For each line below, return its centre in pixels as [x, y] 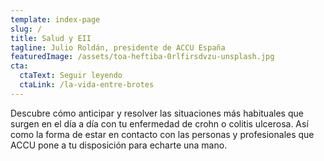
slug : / [26, 29]
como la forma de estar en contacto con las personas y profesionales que [162, 134]
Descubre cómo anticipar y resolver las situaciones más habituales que [157, 113]
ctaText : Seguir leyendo [71, 76]
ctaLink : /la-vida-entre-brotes [87, 85]
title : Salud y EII [51, 38]
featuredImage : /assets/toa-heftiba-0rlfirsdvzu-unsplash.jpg [142, 57]
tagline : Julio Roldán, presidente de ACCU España [118, 47]
